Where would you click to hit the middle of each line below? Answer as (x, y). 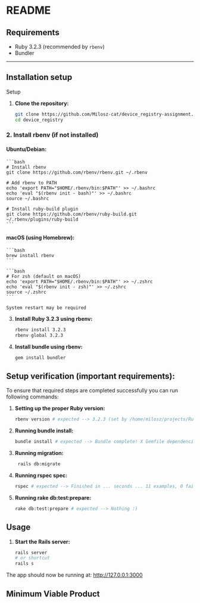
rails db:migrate (39, 464)
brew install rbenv (30, 255)
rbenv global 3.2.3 (39, 335)
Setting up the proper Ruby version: (60, 409)
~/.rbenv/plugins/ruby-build (42, 219)
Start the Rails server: (42, 542)
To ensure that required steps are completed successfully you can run (92, 391)
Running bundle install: (44, 431)
